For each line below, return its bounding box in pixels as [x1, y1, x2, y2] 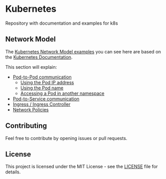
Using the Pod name [20, 85, 64, 91]
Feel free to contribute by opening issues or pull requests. [5, 135, 128, 141]
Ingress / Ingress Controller [12, 101, 71, 107]
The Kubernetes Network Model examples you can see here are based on [5, 48, 161, 54]
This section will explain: [5, 64, 57, 70]
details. [5, 169, 21, 175]
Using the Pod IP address [20, 79, 74, 85]
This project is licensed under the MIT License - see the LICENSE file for [5, 164, 158, 170]
